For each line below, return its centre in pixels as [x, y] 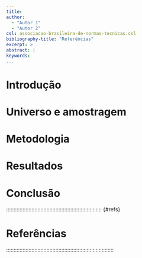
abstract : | [21, 50]
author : [16, 17]
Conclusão [33, 193]
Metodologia [38, 139]
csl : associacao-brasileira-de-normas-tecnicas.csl [71, 34]
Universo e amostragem [66, 112]
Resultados [35, 166]
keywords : [18, 56]
